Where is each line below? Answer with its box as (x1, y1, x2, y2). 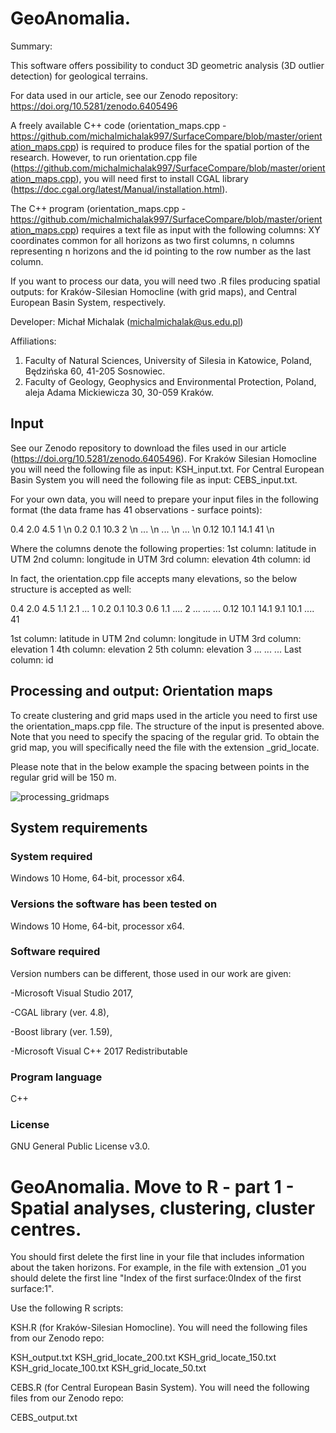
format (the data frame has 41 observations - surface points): (10, 503, 263, 516)
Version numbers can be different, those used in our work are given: (10, 967, 292, 979)
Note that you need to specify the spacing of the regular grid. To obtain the (10, 730, 320, 742)
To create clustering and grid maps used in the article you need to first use (10, 709, 318, 721)
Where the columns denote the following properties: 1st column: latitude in (10, 542, 317, 554)
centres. (10, 1218, 82, 1241)
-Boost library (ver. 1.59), (10, 1025, 113, 1037)
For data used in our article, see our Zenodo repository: (10, 89, 239, 101)
